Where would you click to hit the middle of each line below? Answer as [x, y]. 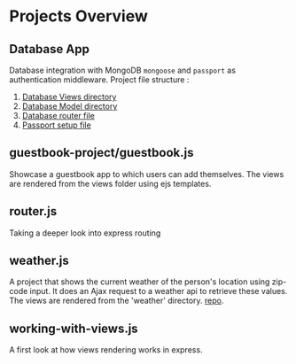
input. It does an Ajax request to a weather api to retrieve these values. [159, 291]
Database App [50, 49]
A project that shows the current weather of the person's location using [140, 282]
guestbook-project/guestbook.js [101, 153]
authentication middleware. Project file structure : [99, 80]
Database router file [58, 116]
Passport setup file [56, 125]
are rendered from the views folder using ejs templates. [110, 183]
